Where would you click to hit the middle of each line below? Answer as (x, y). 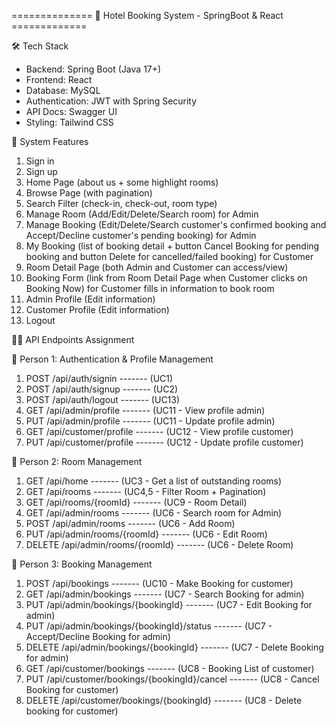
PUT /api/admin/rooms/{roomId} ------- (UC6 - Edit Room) (146, 534)
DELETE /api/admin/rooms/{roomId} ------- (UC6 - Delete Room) (159, 544)
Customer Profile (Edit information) (97, 309)
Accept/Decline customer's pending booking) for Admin (141, 235)
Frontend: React (59, 79)
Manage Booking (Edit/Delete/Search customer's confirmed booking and (176, 224)
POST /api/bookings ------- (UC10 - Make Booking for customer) (159, 583)
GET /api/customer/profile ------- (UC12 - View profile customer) (159, 431)
